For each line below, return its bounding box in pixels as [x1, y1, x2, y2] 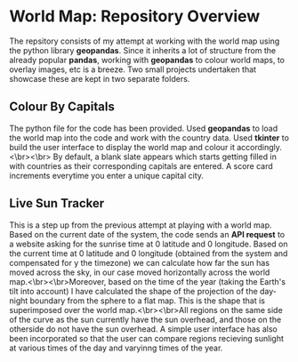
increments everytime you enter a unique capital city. [9, 170, 205, 181]
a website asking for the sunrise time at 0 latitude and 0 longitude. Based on [9, 238, 288, 249]
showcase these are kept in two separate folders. [9, 73, 190, 84]
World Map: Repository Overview [9, 6, 261, 27]
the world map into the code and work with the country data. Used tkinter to [9, 132, 289, 143]
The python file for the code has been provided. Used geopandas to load [9, 123, 278, 133]
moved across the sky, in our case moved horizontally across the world [9, 267, 270, 278]
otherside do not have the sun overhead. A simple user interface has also [9, 323, 278, 334]
